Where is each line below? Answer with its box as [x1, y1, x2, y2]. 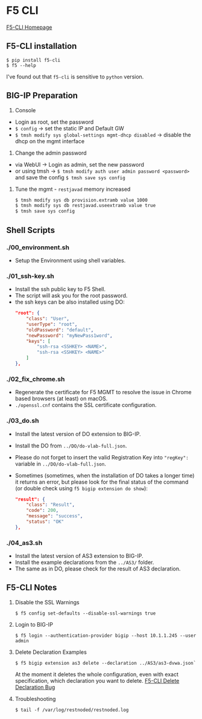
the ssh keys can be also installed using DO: [14, 298, 125, 305]
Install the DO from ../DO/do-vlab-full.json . [14, 442, 127, 449]
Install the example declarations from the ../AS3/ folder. [14, 559, 154, 566]
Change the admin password [14, 149, 87, 156]
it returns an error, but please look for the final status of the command [14, 478, 189, 485]
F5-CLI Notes [6, 583, 57, 593]
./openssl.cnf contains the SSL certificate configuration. [14, 401, 157, 409]
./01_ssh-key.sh [6, 272, 54, 280]
